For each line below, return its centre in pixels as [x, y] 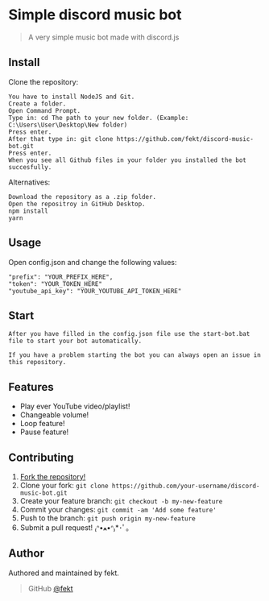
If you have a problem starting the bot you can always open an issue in [135, 355]
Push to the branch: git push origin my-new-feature [108, 518]
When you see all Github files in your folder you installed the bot [128, 160]
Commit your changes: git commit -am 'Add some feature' [118, 510]
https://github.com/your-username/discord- [186, 486]
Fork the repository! [53, 477]
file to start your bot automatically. [75, 341]
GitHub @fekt [51, 588]
